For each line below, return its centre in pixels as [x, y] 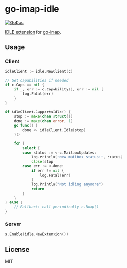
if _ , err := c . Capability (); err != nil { [59, 89]
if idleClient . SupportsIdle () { [38, 112]
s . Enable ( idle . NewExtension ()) [37, 234]
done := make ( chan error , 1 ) [43, 121]
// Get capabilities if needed [37, 80]
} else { [14, 202]
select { [31, 148]
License [17, 250]
